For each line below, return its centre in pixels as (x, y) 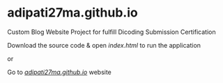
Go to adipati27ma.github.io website (59, 72)
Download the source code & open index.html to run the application (104, 45)
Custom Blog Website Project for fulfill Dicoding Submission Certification (111, 32)
